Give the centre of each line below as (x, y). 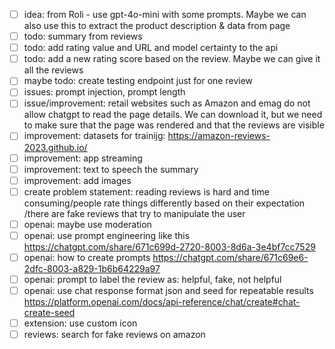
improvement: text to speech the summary (111, 169)
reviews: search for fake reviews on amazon (114, 335)
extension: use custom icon (80, 323)
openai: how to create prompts (87, 257)
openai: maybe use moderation (87, 224)
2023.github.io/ (55, 147)
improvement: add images (77, 180)
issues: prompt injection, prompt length (104, 92)
